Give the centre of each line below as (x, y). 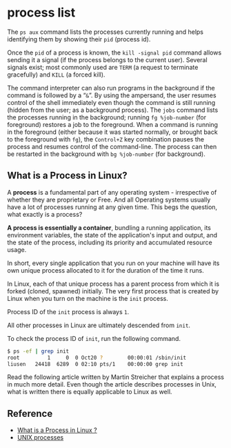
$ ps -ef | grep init (38, 351)
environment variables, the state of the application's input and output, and (112, 235)
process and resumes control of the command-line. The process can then (112, 146)
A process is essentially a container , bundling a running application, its (109, 227)
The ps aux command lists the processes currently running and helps (106, 32)
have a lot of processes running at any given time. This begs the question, (112, 207)
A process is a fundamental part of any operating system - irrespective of (112, 192)
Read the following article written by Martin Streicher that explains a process (115, 377)
